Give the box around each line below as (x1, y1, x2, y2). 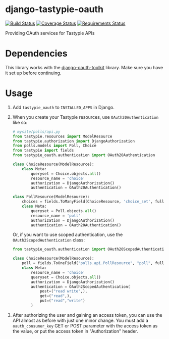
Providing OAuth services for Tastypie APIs (5, 30, 95, 36)
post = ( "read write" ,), (39, 289, 88, 294)
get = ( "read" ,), (39, 294, 72, 299)
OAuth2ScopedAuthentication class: (12, 237, 85, 243)
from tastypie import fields (12, 148, 74, 153)
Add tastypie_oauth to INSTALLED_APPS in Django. (12, 104, 115, 110)
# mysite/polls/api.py (12, 129, 61, 134)
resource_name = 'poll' (31, 213, 81, 218)
